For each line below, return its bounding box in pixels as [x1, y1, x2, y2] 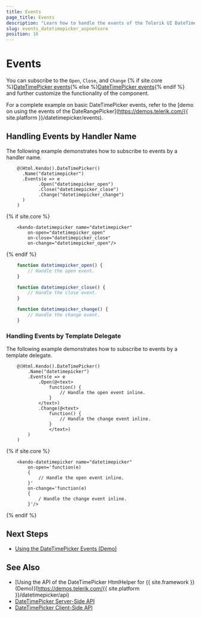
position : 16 [6, 31, 39, 37]
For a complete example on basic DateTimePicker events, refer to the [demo [6, 102, 194, 109]
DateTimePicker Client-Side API [14, 604, 93, 611]
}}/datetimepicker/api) [14, 591, 70, 598]
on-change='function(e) [28, 485, 87, 491]
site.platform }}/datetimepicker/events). [6, 114, 103, 121]
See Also [6, 562, 40, 573]
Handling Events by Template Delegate [6, 332, 121, 340]
